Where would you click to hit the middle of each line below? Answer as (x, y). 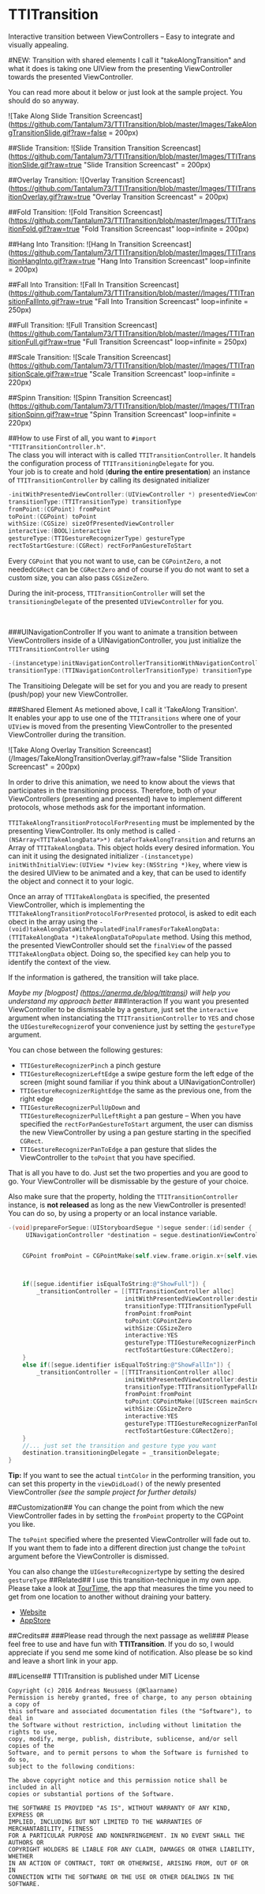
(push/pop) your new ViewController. (68, 694)
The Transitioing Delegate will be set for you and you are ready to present (128, 685)
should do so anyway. (44, 100)
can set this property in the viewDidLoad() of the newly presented (114, 1484)
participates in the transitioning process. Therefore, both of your (112, 790)
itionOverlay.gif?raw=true (49, 197)
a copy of (24, 1705)
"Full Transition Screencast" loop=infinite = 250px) (165, 342)
